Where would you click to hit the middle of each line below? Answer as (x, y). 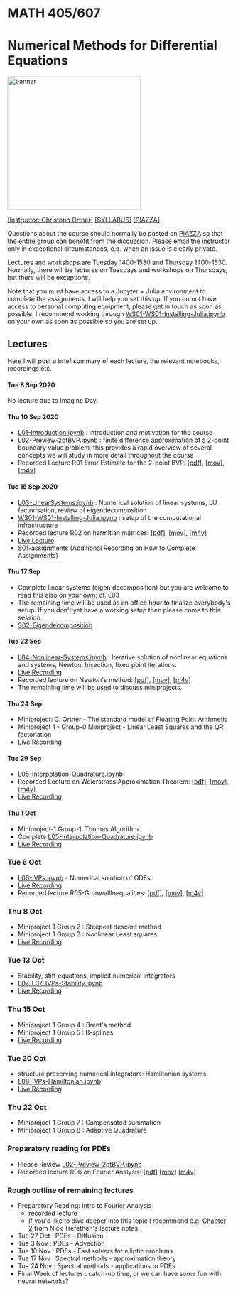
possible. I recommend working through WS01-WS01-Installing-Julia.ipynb (116, 314)
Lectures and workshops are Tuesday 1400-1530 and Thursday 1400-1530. (117, 263)
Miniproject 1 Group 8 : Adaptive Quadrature (82, 1130)
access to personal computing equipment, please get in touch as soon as (114, 306)
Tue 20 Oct (27, 1058)
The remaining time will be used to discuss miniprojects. (100, 687)
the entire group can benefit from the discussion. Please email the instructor (119, 241)
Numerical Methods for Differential (113, 46)
